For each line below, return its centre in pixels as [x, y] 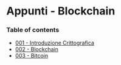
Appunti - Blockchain [61, 11]
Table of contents [33, 30]
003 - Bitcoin [32, 56]
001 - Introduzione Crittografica [54, 43]
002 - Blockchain [37, 49]
